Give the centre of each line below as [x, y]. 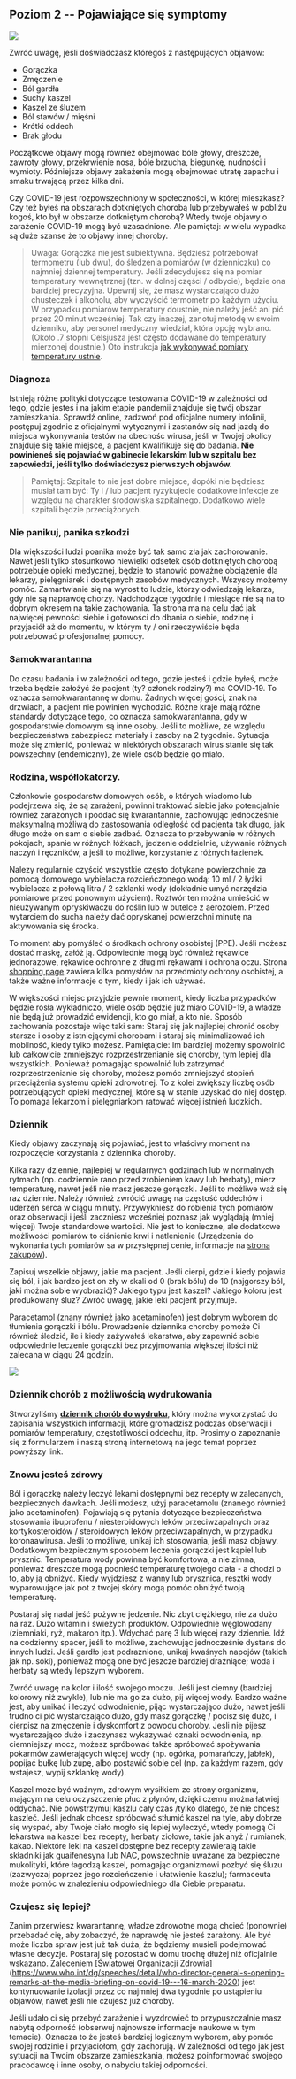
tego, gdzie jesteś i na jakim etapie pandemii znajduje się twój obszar [135, 408]
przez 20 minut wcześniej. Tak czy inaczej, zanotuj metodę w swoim [155, 319]
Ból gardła [40, 89]
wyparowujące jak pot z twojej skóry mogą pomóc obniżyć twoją [127, 1587]
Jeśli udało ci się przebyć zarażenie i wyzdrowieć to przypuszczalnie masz [146, 2018]
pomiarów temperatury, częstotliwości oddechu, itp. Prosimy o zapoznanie [145, 1432]
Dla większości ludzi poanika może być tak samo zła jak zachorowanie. [138, 551]
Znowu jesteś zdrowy [56, 1475]
